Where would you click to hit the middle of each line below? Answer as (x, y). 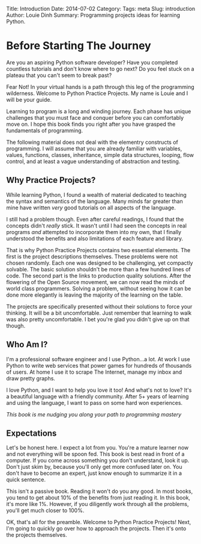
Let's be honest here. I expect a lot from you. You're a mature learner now (97, 448)
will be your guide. (29, 99)
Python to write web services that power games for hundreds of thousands (99, 365)
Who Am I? (27, 345)
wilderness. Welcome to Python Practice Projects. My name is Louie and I (97, 93)
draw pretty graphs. (31, 378)
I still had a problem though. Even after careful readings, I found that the (95, 219)
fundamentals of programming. (45, 130)
